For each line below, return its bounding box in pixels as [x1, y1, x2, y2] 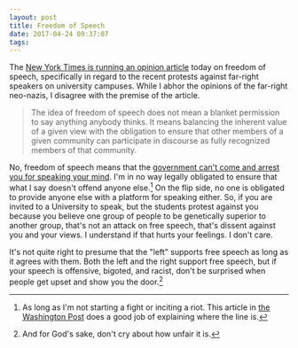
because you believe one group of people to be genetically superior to [9, 210, 266, 221]
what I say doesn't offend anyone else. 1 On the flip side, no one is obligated [9, 181, 286, 193]
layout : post [9, 12, 58, 22]
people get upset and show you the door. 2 [9, 275, 164, 287]
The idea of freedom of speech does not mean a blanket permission [30, 107, 280, 118]
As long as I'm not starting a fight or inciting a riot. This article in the [21, 302, 271, 313]
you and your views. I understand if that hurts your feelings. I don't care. [9, 229, 273, 240]
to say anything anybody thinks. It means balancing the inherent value [30, 117, 287, 128]
